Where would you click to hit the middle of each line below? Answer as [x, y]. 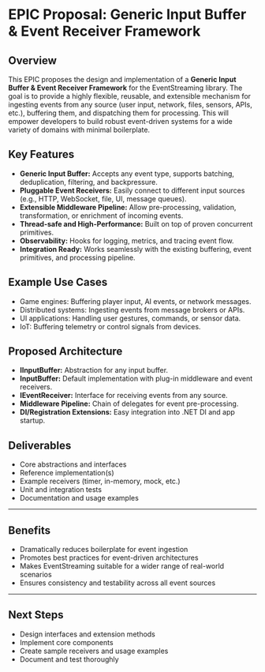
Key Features [41, 154]
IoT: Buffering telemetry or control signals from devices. [110, 326]
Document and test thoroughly [69, 659]
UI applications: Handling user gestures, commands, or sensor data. [130, 318]
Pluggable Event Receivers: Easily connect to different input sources [132, 190]
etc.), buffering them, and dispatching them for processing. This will [118, 113]
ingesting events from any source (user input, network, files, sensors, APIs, [130, 105]
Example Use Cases [58, 282]
